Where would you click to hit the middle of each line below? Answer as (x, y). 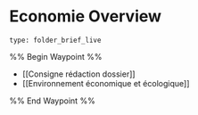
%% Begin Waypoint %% (56, 56)
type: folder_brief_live (55, 40)
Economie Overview (86, 16)
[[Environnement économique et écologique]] (106, 83)
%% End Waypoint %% (52, 101)
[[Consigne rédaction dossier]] (78, 74)
